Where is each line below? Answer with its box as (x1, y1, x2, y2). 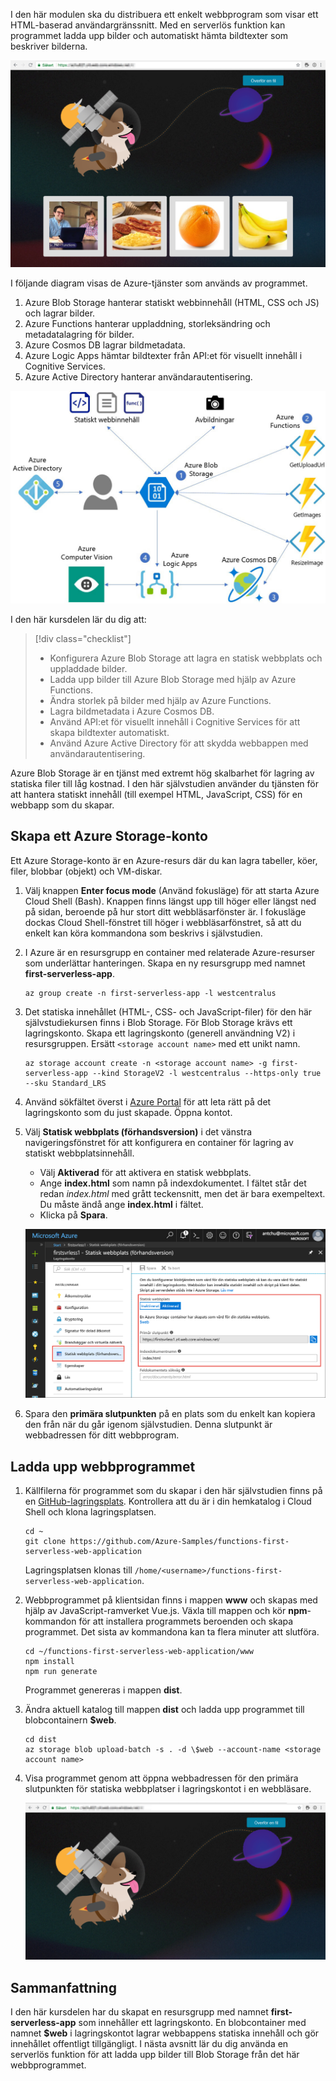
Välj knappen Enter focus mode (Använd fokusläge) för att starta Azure (24, 884, 320, 896)
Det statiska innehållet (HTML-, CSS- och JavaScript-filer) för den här (24, 1005, 313, 1018)
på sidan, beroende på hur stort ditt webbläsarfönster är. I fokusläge (24, 905, 307, 918)
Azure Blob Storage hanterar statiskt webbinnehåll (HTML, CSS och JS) (24, 297, 320, 309)
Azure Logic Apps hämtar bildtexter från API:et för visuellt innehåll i (24, 350, 303, 362)
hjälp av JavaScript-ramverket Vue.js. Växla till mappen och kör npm (24, 1605, 308, 1617)
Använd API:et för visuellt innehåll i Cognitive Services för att (49, 715, 301, 728)
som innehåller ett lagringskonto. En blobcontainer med (78, 2017, 307, 2029)
